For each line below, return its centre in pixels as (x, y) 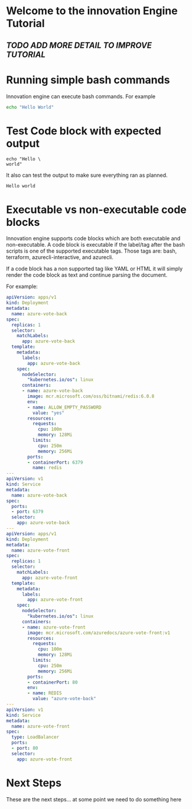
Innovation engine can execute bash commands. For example (81, 96)
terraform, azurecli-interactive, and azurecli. (60, 257)
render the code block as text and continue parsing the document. (87, 275)
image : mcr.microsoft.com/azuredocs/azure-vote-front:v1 (99, 633)
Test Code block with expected (84, 131)
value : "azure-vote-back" (64, 699)
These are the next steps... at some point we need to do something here (94, 799)
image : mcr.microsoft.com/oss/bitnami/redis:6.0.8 (91, 397)
